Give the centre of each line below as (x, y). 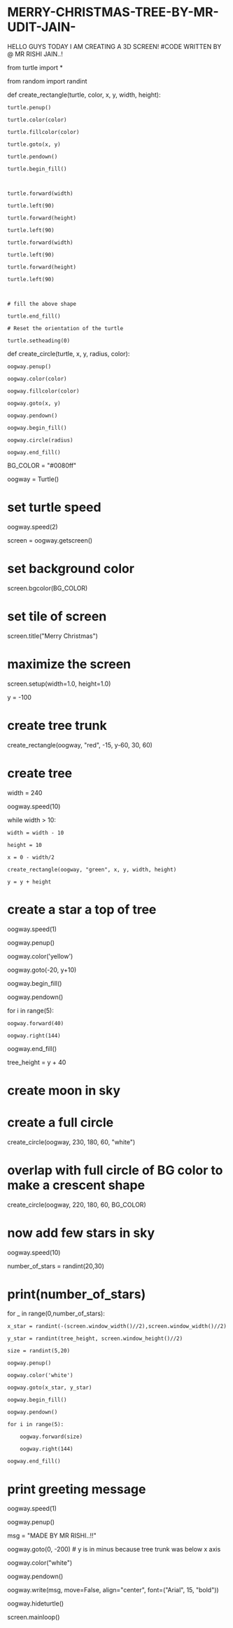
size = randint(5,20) (39, 1351)
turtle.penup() (29, 107)
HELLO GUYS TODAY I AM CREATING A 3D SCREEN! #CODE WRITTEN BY (114, 46)
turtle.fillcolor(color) (43, 132)
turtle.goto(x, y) (34, 144)
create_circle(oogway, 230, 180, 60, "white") (71, 1142)
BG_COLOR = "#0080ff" (42, 465)
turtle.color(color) (37, 120)
